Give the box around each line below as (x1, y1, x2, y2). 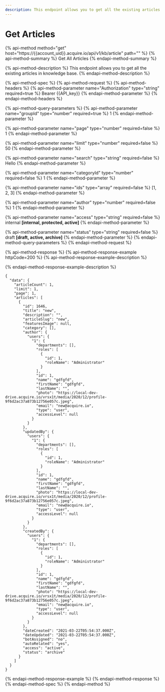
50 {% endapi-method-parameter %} (5, 145, 81, 151)
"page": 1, (14, 291, 37, 296)
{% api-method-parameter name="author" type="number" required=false (5, 199, 156, 205)
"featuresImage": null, (23, 321, 72, 326)
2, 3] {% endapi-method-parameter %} (5, 190, 85, 196)
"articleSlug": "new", (23, 317, 70, 322)
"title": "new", (23, 308, 56, 313)
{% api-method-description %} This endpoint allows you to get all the (5, 65, 147, 71)
